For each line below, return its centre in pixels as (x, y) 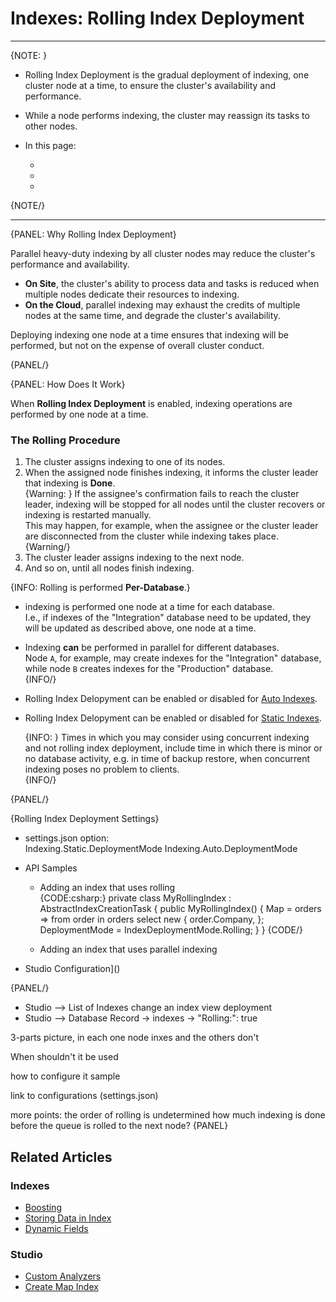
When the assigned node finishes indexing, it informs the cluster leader (171, 473)
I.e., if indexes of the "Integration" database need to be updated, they (168, 618)
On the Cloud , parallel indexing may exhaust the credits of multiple (162, 304)
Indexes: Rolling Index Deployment (157, 18)
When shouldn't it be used (64, 1057)
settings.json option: (67, 838)
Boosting (43, 1207)
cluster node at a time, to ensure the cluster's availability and (150, 85)
